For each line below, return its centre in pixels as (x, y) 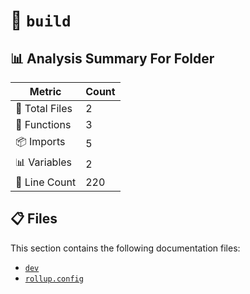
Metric (45, 91)
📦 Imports (40, 141)
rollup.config (54, 279)
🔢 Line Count (46, 182)
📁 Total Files (44, 108)
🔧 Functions (43, 124)
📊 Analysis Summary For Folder (112, 58)
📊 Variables (44, 162)
